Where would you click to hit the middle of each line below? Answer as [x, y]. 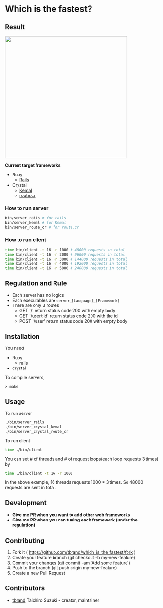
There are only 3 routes [36, 305]
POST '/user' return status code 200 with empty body [73, 321]
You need [15, 348]
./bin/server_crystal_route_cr [37, 431]
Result [15, 27]
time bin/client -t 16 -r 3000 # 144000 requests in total [66, 259]
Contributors [25, 588]
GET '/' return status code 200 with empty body [67, 311]
